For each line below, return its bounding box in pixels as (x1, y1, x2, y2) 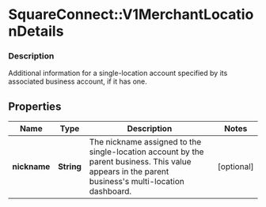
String (58, 161, 82, 172)
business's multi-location (89, 176, 184, 187)
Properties (8, 100, 62, 113)
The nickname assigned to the (89, 137, 202, 148)
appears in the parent (89, 166, 169, 177)
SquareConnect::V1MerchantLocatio (8, 6, 254, 24)
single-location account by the (89, 146, 204, 157)
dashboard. (89, 186, 132, 197)
